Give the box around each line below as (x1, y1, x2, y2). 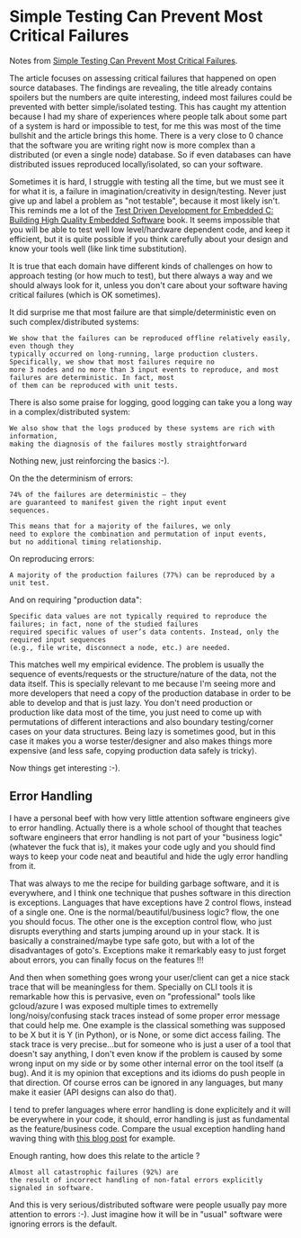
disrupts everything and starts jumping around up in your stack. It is (9, 926, 261, 936)
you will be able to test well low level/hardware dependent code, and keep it (9, 223, 290, 235)
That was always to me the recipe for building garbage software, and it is (9, 878, 280, 889)
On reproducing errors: (9, 553, 94, 564)
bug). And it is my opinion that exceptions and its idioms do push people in (9, 1067, 286, 1078)
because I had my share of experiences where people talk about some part (9, 111, 288, 122)
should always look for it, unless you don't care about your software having (9, 279, 288, 290)
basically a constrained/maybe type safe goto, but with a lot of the (9, 935, 255, 946)
